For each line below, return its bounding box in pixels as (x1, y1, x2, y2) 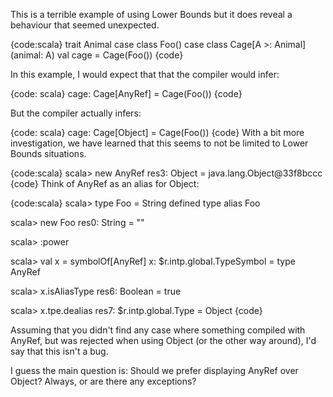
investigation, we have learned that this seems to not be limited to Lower (10, 137, 309, 149)
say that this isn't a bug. (10, 345, 109, 357)
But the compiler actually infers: (10, 107, 142, 119)
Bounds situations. (10, 148, 87, 159)
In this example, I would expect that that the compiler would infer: (10, 69, 280, 80)
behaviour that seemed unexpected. (10, 19, 160, 31)
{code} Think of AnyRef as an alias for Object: (10, 178, 200, 189)
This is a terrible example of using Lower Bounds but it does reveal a (10, 9, 293, 20)
